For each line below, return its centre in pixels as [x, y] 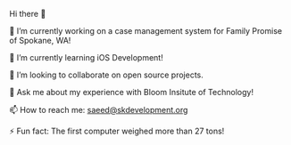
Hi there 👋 [28, 14]
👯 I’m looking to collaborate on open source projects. [106, 75]
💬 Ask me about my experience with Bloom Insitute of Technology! [132, 92]
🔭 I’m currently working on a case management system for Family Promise [146, 31]
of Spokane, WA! [40, 40]
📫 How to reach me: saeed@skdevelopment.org [99, 110]
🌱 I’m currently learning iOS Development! [86, 57]
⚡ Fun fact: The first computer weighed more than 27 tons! [117, 131]
